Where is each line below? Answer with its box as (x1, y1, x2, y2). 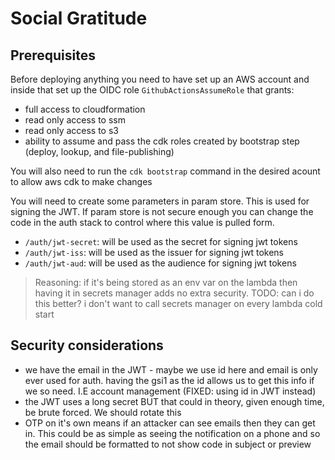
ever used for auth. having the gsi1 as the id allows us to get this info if (24, 374, 315, 386)
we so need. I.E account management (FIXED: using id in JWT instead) (24, 385, 317, 397)
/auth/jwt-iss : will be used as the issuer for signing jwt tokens (24, 247, 284, 258)
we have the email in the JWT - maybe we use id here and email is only (24, 363, 318, 376)
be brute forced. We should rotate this (24, 406, 182, 418)
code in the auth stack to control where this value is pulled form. (10, 217, 275, 228)
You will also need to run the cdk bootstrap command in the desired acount (10, 165, 321, 177)
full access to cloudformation (24, 103, 146, 115)
